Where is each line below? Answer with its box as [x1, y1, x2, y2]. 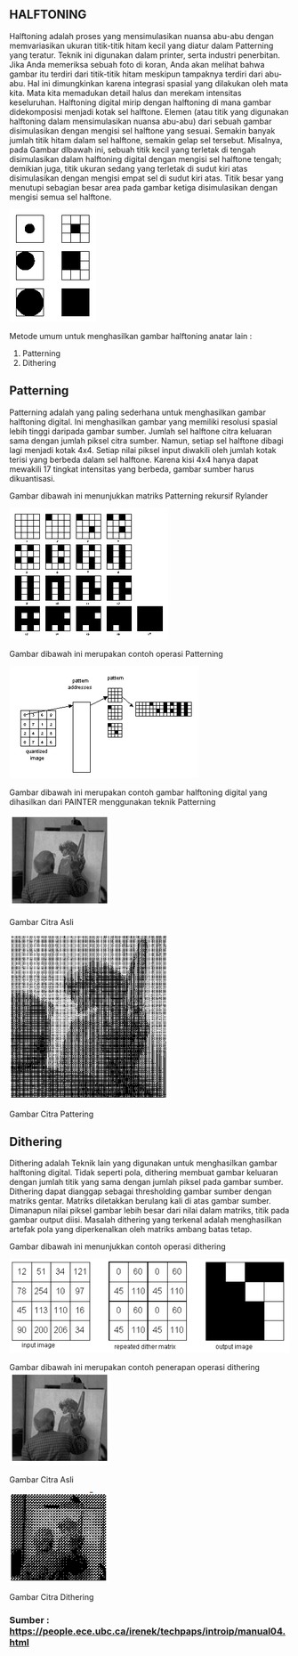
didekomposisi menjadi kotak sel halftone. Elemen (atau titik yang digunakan [9, 106, 289, 117]
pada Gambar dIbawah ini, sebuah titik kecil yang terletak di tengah [9, 144, 256, 155]
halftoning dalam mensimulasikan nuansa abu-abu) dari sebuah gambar [9, 116, 272, 126]
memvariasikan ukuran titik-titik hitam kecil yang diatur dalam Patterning [9, 40, 274, 51]
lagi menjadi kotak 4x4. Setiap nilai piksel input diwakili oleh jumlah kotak [9, 444, 278, 455]
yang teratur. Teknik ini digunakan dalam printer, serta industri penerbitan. [9, 49, 280, 61]
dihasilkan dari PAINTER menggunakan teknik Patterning [9, 796, 216, 807]
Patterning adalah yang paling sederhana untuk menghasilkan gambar [9, 407, 267, 418]
